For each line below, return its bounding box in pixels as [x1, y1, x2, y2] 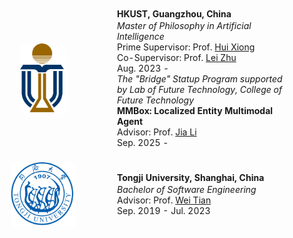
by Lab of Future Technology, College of [117, 83, 283, 95]
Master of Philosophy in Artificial [117, 19, 252, 31]
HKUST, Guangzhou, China [117, 7, 232, 20]
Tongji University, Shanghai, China [117, 171, 265, 183]
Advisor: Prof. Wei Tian [117, 194, 212, 206]
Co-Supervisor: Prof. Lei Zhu [117, 51, 237, 63]
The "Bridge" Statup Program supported [117, 72, 283, 85]
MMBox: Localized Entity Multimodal [117, 104, 274, 116]
